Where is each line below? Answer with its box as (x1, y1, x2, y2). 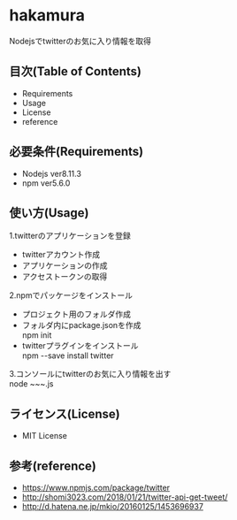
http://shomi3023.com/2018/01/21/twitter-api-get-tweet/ (21, 492, 228, 502)
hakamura (9, 5, 86, 26)
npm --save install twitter (21, 350, 114, 361)
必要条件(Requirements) (9, 144, 144, 159)
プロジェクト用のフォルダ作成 (21, 309, 131, 319)
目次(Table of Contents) (9, 64, 141, 80)
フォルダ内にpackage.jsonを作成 (21, 320, 141, 331)
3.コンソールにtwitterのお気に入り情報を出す (9, 369, 172, 379)
